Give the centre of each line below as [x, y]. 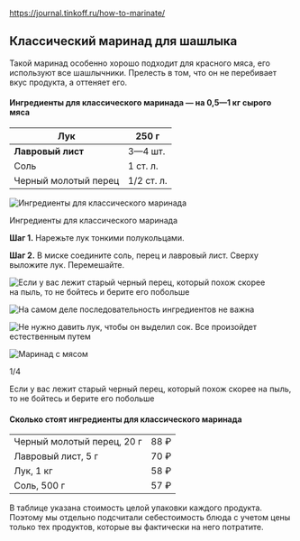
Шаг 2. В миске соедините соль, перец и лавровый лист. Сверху [134, 255]
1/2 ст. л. [148, 181]
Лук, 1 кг [33, 471]
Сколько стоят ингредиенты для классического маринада [126, 419]
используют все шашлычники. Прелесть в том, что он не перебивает [143, 72]
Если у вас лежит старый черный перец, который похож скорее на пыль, [150, 389]
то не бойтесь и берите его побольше [82, 399]
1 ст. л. [143, 166]
